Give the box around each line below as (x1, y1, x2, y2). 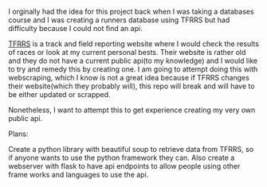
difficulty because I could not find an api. (8, 24, 143, 33)
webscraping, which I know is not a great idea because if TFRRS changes (8, 73, 249, 82)
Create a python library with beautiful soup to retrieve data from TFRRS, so (8, 145, 254, 154)
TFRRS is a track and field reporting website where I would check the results (8, 39, 259, 49)
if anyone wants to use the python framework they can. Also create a (8, 153, 235, 162)
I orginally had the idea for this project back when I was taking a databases (8, 7, 254, 16)
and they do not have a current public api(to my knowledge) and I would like (8, 56, 257, 65)
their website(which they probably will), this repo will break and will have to (8, 81, 255, 91)
